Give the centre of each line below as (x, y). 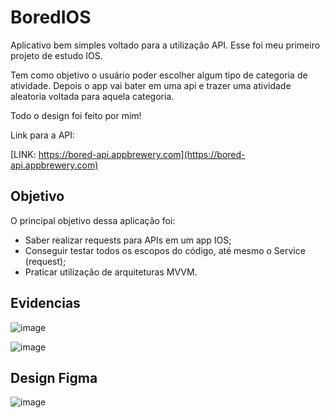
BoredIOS (51, 17)
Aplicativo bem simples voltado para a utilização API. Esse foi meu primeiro (165, 45)
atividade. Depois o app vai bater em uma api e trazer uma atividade (151, 85)
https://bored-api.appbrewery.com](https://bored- (142, 154)
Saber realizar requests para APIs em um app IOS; (128, 240)
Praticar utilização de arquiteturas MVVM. (111, 272)
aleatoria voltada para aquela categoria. (92, 96)
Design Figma (54, 377)
